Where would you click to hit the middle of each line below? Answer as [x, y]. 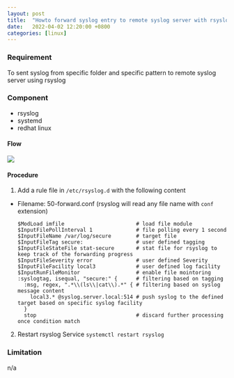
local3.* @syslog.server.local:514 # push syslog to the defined [127, 297]
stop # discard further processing [124, 315]
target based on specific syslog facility [80, 304]
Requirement [30, 58]
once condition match [48, 322]
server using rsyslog [37, 80]
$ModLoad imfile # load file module [105, 224]
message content [41, 291]
